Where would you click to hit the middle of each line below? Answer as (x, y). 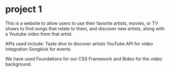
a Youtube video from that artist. (39, 34)
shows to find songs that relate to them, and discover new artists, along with (85, 28)
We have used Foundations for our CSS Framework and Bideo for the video (84, 58)
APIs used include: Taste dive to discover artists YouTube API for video (79, 43)
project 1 (24, 9)
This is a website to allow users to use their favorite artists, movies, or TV (82, 23)
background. (19, 64)
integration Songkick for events (38, 49)
